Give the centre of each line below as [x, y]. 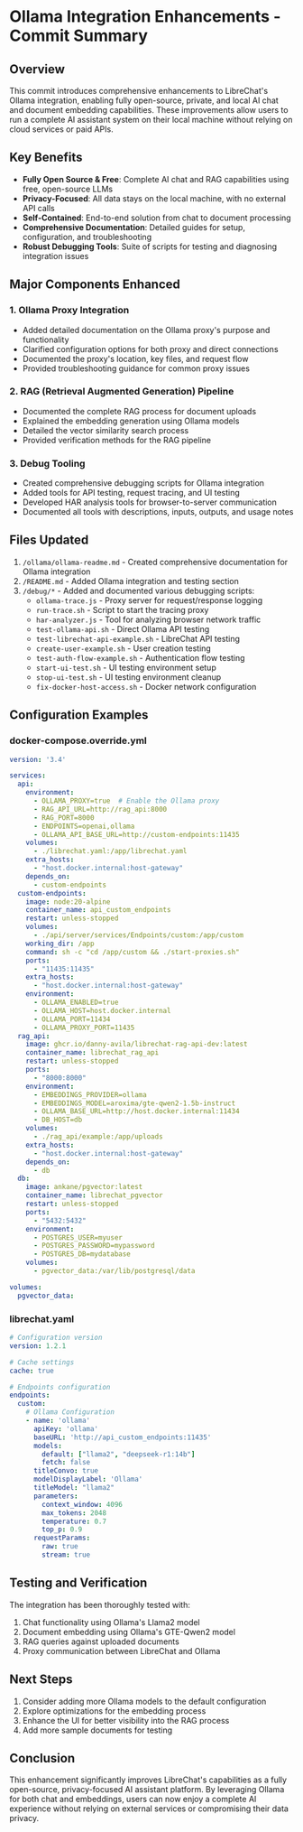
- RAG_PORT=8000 [64, 818]
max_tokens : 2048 [74, 1513]
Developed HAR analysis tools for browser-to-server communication [150, 502]
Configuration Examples [79, 715]
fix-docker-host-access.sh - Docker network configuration [146, 686]
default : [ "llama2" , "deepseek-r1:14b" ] [119, 1454]
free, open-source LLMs [68, 189]
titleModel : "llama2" [74, 1488]
